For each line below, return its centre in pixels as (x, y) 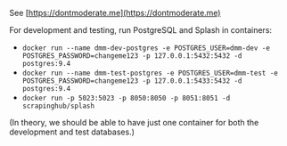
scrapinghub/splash (58, 106)
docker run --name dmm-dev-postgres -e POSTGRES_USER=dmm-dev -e (146, 48)
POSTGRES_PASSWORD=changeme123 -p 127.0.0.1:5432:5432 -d (132, 56)
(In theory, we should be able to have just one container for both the (134, 122)
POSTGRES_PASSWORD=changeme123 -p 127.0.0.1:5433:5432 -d (132, 81)
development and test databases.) (72, 132)
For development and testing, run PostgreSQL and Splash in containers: (141, 30)
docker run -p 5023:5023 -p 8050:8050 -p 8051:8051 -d (126, 98)
